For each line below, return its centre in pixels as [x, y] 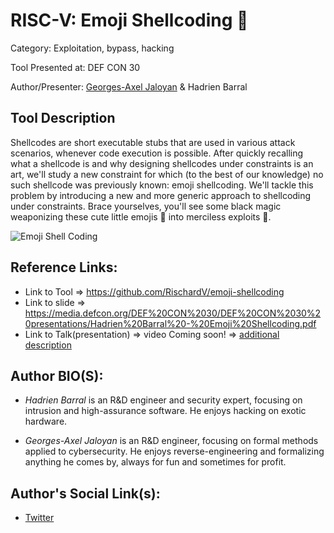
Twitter [39, 518]
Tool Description [63, 118]
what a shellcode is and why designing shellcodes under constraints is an [162, 163]
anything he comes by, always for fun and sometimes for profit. [155, 462]
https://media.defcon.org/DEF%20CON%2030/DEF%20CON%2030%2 [173, 313]
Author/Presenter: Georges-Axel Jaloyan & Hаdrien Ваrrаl [129, 86]
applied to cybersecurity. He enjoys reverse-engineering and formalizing [174, 451]
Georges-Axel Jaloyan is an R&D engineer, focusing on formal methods [171, 441]
